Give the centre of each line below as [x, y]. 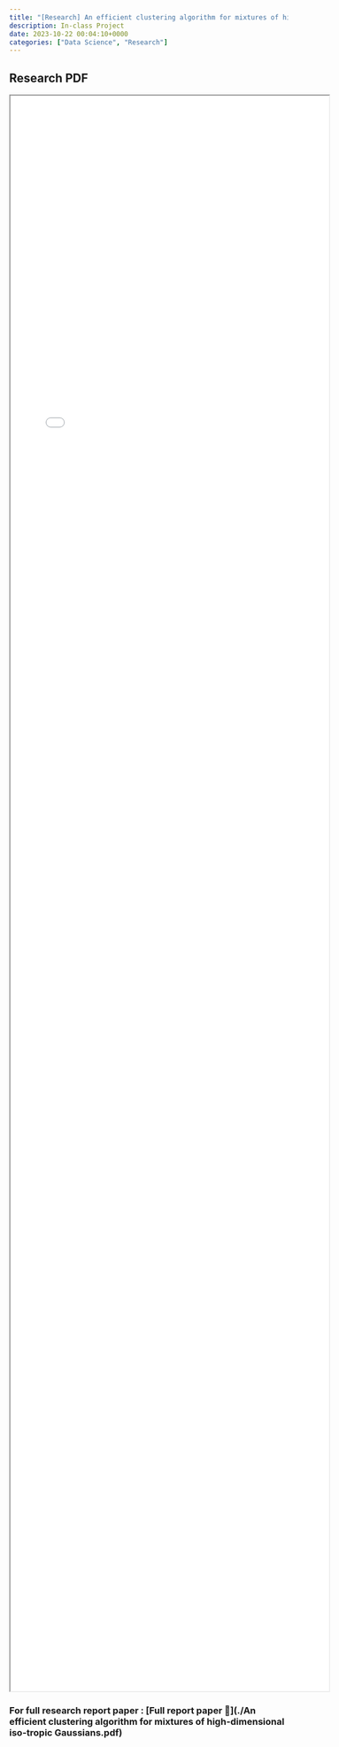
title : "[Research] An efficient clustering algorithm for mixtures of [144, 17]
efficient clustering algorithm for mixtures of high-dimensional [147, 1721]
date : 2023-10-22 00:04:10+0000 [69, 34]
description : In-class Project [67, 26]
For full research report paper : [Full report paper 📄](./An [133, 1710]
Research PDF [49, 78]
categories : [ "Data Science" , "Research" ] [89, 42]
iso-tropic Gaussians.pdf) [66, 1732]
